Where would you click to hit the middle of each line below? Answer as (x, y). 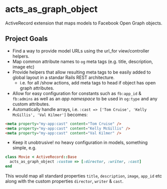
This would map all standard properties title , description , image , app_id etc (83, 176)
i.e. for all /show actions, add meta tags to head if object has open (88, 82)
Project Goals (27, 39)
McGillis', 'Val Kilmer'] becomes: (50, 114)
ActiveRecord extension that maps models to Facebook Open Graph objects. (84, 23)
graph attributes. (37, 88)
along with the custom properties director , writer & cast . (64, 181)
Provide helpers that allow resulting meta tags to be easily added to (82, 72)
